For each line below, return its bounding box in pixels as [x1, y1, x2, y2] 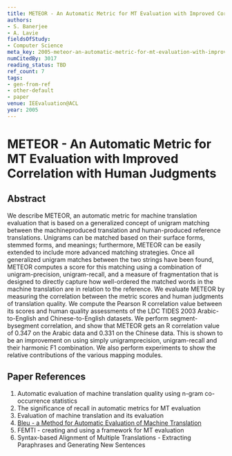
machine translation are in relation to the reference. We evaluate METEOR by [7, 285, 225, 293]
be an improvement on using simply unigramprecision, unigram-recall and [7, 336, 217, 344]
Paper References [7, 371, 86, 383]
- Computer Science [7, 42, 64, 49]
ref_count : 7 [7, 68, 45, 75]
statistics [51, 397, 78, 405]
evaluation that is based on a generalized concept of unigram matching [7, 218, 210, 227]
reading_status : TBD [7, 61, 67, 68]
